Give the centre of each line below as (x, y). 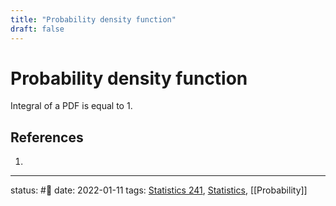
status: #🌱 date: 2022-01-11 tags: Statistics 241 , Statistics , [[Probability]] (159, 190)
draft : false (37, 29)
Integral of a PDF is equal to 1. (71, 106)
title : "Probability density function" (93, 19)
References (47, 137)
